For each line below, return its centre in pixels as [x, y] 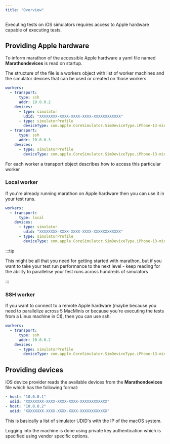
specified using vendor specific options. [47, 436]
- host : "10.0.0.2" [26, 406]
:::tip [10, 251]
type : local [31, 217]
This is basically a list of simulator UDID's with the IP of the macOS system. [83, 421]
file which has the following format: [42, 388]
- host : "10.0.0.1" [26, 397]
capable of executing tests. [34, 30]
